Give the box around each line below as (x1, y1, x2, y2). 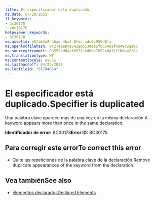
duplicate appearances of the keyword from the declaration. (12, 162, 135, 168)
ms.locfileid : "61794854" (5, 67, 58, 72)
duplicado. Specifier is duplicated (5, 99, 145, 110)
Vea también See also (5, 176, 72, 185)
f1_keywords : (5, 16, 32, 21)
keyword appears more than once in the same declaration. (5, 120, 124, 126)
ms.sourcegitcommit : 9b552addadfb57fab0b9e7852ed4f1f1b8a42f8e (5, 48, 138, 53)
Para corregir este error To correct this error (5, 144, 142, 152)
